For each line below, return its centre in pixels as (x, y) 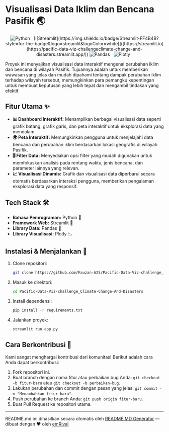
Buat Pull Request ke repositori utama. (52, 404)
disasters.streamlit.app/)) (62, 54)
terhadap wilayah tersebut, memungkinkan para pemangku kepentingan (80, 80)
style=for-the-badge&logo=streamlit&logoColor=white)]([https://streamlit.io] (84, 43)
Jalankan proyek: (30, 320)
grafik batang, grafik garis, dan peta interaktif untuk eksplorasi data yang (88, 126)
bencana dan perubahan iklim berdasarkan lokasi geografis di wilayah (85, 144)
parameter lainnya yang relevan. (46, 168)
